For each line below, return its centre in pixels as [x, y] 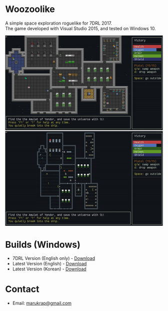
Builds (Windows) [43, 245]
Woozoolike [30, 9]
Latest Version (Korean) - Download [49, 269]
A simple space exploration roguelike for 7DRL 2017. [59, 23]
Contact [22, 289]
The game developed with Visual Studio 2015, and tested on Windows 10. [80, 28]
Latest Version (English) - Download [49, 264]
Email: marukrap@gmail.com [42, 303]
